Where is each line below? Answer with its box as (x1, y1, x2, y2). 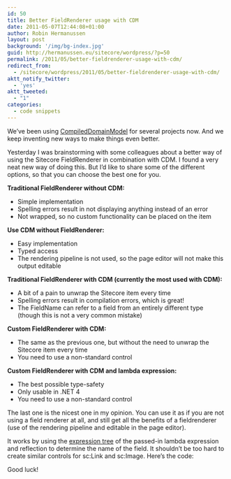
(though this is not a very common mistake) (17, 310, 143, 319)
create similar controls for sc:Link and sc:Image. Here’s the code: (7, 452, 194, 460)
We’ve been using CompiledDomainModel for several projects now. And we (7, 127, 224, 135)
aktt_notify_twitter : (7, 75, 70, 83)
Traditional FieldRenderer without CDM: (7, 183, 125, 192)
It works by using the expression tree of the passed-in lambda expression (7, 436, 219, 445)
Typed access (17, 246, 58, 255)
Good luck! (7, 465, 39, 473)
